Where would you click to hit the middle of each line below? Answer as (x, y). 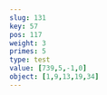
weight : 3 (28, 43)
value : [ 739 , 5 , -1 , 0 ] (49, 69)
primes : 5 (28, 52)
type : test (30, 60)
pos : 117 (26, 34)
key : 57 (24, 26)
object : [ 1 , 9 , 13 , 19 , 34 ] (54, 77)
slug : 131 (28, 18)
